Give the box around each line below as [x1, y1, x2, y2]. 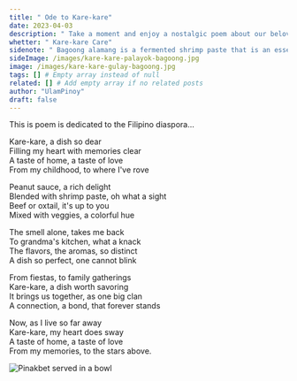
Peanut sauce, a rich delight [9, 182, 111, 193]
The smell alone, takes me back [9, 227, 125, 238]
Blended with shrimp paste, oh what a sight [9, 191, 167, 202]
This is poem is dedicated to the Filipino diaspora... [9, 119, 194, 130]
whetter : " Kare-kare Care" [9, 37, 113, 47]
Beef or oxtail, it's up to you [9, 201, 110, 211]
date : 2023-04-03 [9, 21, 73, 30]
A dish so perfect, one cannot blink [9, 255, 137, 266]
